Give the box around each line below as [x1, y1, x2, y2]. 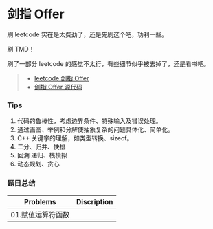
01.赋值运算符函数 [10, 210, 70, 219]
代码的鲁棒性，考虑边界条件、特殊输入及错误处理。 [16, 117, 162, 125]
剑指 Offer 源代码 [34, 83, 83, 91]
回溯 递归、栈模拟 [16, 151, 67, 160]
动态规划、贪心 [16, 160, 60, 168]
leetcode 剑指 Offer [34, 74, 89, 83]
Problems [23, 197, 56, 206]
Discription [76, 197, 113, 206]
